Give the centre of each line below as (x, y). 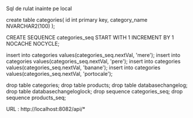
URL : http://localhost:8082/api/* (46, 109)
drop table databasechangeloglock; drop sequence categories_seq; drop (94, 91)
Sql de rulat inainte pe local (39, 9)
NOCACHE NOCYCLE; (33, 44)
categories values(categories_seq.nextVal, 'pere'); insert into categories (93, 61)
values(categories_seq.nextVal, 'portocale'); (59, 74)
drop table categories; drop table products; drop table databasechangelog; (97, 85)
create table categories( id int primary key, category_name (77, 20)
